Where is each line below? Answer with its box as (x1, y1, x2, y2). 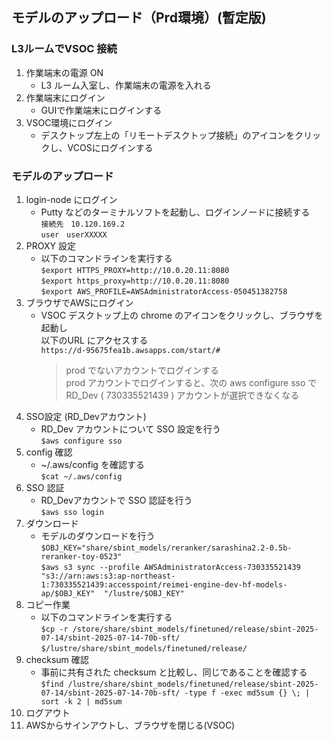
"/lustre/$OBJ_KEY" (103, 588, 185, 598)
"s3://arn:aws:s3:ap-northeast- (40, 571, 176, 581)
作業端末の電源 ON (25, 66, 104, 78)
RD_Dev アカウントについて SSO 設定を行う (40, 423, 221, 435)
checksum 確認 (25, 653, 89, 665)
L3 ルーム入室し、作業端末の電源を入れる (40, 79, 212, 91)
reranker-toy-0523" (40, 551, 123, 562)
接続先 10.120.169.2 (40, 219, 126, 229)
